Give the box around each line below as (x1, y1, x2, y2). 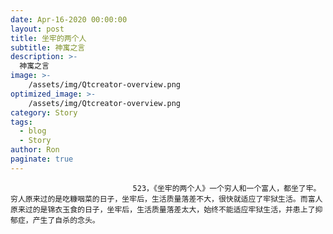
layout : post (10, 24, 65, 34)
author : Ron (10, 145, 60, 155)
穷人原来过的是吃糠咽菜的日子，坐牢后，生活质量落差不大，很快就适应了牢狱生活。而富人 (10, 194, 323, 204)
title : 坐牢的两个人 (10, 33, 87, 43)
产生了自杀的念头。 (32, 215, 100, 225)
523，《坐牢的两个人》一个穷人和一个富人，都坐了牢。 (132, 183, 322, 193)
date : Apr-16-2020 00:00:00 (10, 14, 128, 25)
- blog (19, 126, 47, 136)
